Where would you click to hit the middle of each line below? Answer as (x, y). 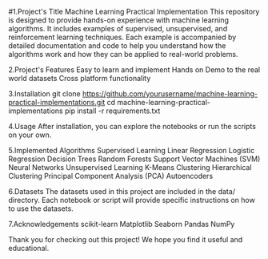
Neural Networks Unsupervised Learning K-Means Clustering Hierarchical (130, 167)
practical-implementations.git (57, 102)
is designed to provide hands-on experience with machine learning (119, 20)
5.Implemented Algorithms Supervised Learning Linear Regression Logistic (132, 150)
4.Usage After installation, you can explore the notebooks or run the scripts (132, 126)
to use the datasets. (41, 208)
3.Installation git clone (45, 94)
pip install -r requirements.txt (112, 111)
